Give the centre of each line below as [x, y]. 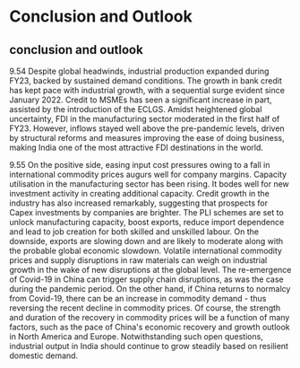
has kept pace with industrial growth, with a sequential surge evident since [147, 90]
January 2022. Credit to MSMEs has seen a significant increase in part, [141, 100]
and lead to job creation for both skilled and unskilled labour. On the [134, 232]
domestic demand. [44, 355]
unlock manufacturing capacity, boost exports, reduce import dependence [147, 222]
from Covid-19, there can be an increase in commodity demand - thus [138, 298]
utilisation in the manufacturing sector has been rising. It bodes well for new [149, 184]
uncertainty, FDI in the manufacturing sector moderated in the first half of [145, 119]
